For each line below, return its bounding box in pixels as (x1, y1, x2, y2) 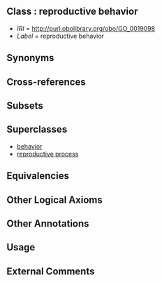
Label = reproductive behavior (16, 32, 104, 40)
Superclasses (6, 123, 68, 135)
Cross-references (6, 76, 87, 88)
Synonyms (6, 52, 54, 64)
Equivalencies (6, 170, 69, 182)
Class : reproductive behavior (6, 6, 138, 18)
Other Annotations (6, 217, 89, 229)
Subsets (6, 100, 43, 112)
